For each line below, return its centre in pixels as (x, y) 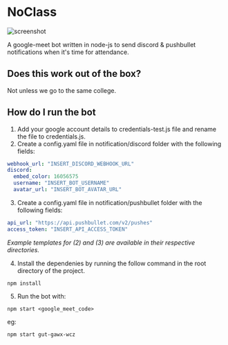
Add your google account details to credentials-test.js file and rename (116, 129)
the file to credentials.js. (51, 136)
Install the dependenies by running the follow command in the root (112, 263)
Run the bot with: (41, 296)
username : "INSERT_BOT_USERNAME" (61, 183)
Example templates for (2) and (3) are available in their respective (101, 242)
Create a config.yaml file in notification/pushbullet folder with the (110, 202)
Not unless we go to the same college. (61, 90)
